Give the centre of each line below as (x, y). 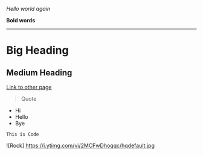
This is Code (23, 134)
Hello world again (28, 9)
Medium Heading (39, 73)
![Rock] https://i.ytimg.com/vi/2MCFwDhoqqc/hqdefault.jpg (81, 145)
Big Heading (37, 50)
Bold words (21, 20)
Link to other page (29, 87)
